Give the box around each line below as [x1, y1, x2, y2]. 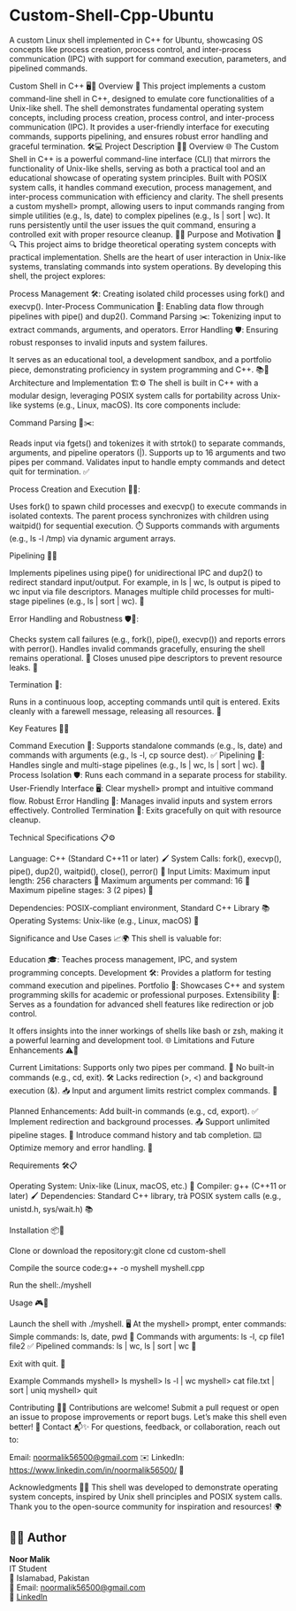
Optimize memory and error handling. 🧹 [9, 1142, 153, 1153]
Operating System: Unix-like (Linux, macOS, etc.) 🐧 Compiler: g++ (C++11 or [9, 1180, 287, 1191]
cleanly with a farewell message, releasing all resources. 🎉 [9, 705, 223, 716]
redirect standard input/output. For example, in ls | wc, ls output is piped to [9, 577, 281, 588]
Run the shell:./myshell [9, 1280, 92, 1290]
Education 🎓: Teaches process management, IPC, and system [9, 953, 238, 964]
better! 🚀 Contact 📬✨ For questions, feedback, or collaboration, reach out [9, 1421, 281, 1432]
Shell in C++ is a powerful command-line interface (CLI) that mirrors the [9, 153, 271, 164]
